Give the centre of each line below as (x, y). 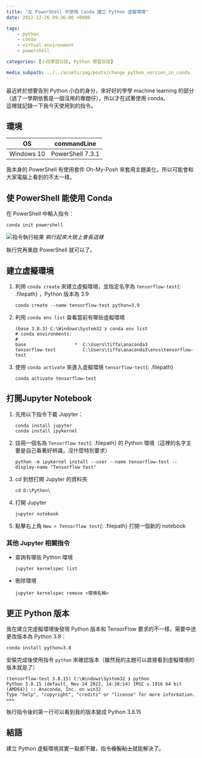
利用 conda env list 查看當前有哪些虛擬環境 (70, 317)
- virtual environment (46, 45)
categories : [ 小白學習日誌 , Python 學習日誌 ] (60, 62)
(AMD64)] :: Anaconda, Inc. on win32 (54, 689)
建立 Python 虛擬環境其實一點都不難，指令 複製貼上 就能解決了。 (85, 748)
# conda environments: (43, 334)
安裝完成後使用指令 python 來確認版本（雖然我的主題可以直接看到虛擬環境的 (100, 660)
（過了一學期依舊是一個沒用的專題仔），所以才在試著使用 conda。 (87, 98)
